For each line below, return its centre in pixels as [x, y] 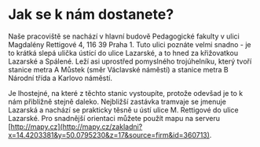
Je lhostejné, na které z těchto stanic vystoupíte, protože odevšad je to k [126, 93]
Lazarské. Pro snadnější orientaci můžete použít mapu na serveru [114, 118]
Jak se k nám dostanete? [91, 15]
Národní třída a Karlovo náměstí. [60, 78]
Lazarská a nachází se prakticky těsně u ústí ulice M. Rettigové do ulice [123, 110]
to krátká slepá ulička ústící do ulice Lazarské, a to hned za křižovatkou [123, 53]
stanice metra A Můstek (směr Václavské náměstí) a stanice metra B [119, 69]
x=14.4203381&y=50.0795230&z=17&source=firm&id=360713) [109, 134]
